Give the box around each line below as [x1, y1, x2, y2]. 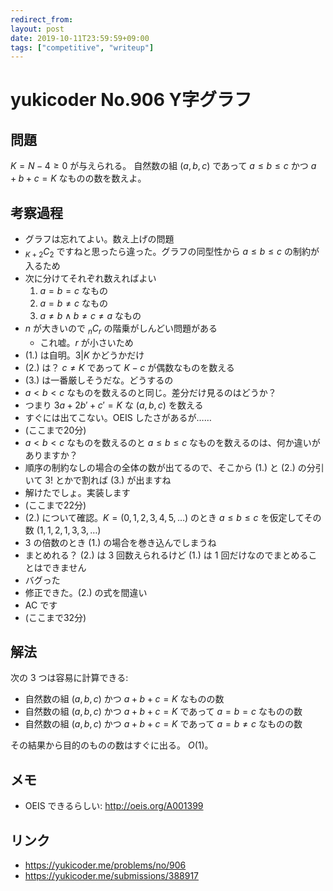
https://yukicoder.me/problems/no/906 [24, 859, 187, 871]
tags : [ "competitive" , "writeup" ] [10, 42, 155, 53]
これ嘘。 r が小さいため [39, 336, 134, 348]
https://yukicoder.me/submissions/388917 [24, 870, 200, 882]
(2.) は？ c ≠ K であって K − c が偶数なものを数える [24, 361, 235, 373]
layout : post [10, 24, 65, 34]
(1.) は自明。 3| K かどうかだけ [24, 349, 145, 361]
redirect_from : [10, 14, 74, 25]
